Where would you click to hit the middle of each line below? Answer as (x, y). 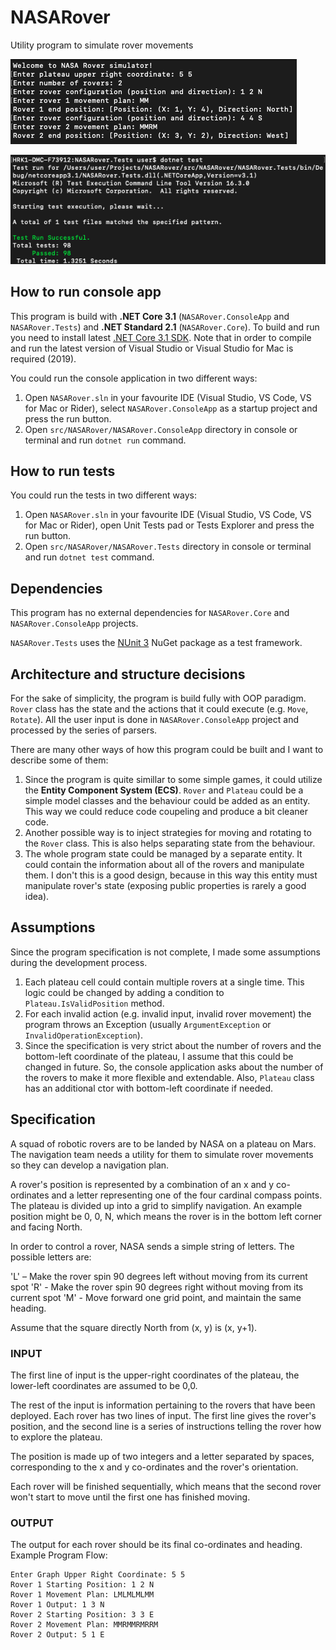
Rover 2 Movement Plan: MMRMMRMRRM (84, 1625)
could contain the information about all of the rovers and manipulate (164, 864)
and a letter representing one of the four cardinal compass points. (187, 1195)
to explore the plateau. (56, 1437)
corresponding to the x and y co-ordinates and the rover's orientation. (154, 1467)
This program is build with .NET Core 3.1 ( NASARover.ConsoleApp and (150, 316)
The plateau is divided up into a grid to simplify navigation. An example (156, 1205)
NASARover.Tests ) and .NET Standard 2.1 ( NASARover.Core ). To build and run (165, 327)
